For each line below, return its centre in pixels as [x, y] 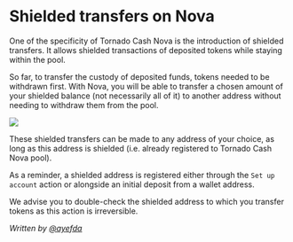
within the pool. [38, 59]
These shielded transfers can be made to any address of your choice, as [142, 138]
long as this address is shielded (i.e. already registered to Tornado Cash [141, 148]
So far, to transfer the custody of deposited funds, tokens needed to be [139, 76]
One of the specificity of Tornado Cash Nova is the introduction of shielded [146, 41]
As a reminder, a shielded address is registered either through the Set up [142, 175]
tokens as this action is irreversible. [74, 211]
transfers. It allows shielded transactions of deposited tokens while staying [146, 50]
